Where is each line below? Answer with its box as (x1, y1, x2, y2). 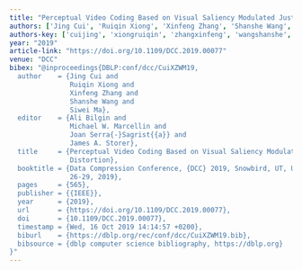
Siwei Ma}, (69, 105, 111, 114)
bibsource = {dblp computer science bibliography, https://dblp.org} (17, 239, 283, 248)
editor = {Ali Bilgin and (17, 113, 127, 122)
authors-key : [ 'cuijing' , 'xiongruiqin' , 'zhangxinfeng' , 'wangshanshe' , (9, 30, 292, 39)
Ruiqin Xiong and (69, 80, 135, 89)
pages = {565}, (17, 181, 91, 190)
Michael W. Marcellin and (69, 122, 167, 131)
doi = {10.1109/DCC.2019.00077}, (17, 213, 167, 223)
